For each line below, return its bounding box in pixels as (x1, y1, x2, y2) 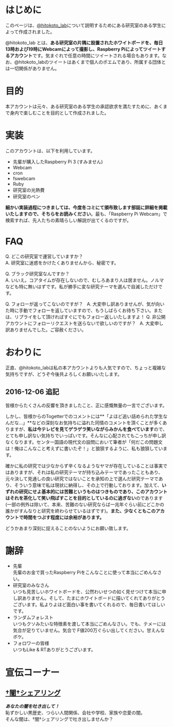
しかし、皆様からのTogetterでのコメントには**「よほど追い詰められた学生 (5, 413, 163, 419)
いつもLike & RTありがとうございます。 (12, 647, 96, 653)
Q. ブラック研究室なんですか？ (5, 270, 70, 276)
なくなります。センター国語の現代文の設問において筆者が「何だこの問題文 (5, 439, 163, 445)
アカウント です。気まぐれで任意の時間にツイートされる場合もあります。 (9, 52, 162, 59)
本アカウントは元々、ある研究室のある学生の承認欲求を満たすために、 (5, 103, 154, 109)
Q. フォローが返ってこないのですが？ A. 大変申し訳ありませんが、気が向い (5, 301, 165, 307)
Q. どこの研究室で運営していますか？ (5, 253, 83, 259)
